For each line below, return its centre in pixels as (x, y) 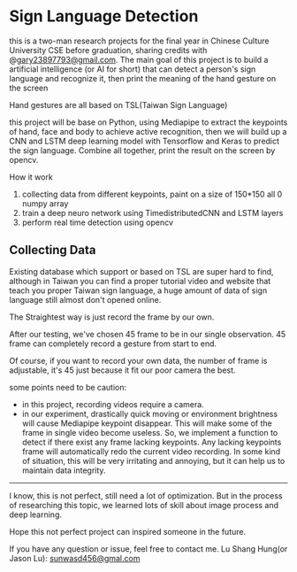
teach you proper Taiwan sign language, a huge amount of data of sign (138, 290)
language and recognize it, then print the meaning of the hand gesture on (143, 78)
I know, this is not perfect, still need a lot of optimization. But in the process (146, 495)
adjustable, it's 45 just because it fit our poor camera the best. (122, 370)
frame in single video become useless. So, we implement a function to (150, 432)
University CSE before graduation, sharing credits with (108, 50)
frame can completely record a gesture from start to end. (113, 344)
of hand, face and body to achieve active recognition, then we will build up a (148, 131)
